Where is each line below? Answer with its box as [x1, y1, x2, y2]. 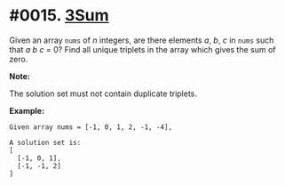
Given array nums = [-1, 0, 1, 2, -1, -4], [9, 122, 173, 132]
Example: [9, 105, 45, 116]
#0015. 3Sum [9, 5, 109, 26]
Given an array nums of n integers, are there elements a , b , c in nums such [9, 35, 274, 45]
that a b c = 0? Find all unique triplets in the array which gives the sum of [9, 44, 277, 54]
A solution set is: [9, 138, 82, 147]
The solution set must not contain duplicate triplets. [9, 88, 198, 99]
